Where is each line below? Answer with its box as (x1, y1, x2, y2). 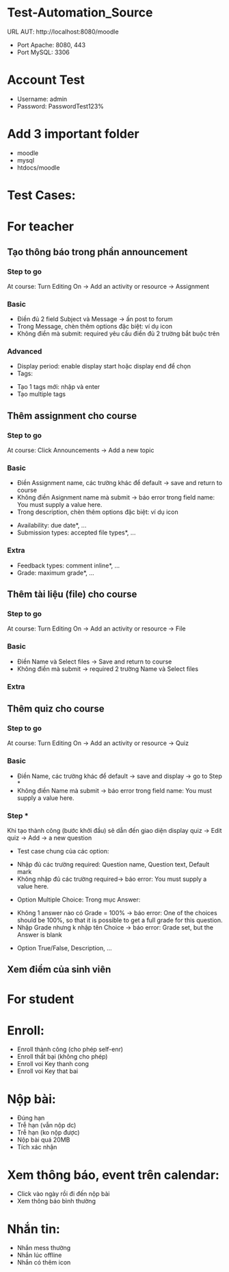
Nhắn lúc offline (16, 1251, 62, 1260)
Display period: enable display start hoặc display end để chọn (16, 362, 191, 370)
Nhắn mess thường (16, 1244, 71, 1252)
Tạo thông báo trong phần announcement (7, 246, 188, 258)
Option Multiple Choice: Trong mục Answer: (16, 895, 141, 904)
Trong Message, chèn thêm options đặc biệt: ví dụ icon (16, 322, 173, 331)
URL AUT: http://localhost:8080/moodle (7, 27, 119, 36)
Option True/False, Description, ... (16, 943, 113, 952)
